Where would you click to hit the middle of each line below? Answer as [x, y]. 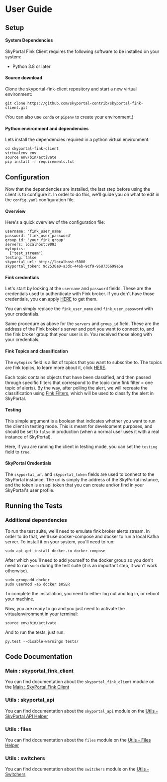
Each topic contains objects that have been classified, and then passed [78, 377]
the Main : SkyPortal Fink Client [37, 687]
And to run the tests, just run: [35, 632]
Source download [24, 78]
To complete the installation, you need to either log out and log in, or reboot [83, 593]
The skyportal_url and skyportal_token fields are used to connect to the [80, 474]
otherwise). [17, 571]
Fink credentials [22, 277]
